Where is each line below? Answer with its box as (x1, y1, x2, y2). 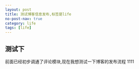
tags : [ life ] (5, 25, 32, 30)
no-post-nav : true (5, 16, 42, 21)
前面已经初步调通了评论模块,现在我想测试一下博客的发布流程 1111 (5, 58, 134, 64)
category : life (5, 21, 36, 26)
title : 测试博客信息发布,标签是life (5, 12, 72, 17)
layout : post (5, 7, 32, 12)
